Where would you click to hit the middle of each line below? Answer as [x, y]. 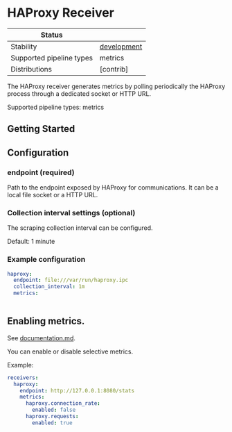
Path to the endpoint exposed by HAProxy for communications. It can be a [113, 188]
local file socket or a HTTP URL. [53, 195]
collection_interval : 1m [49, 287]
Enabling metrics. [46, 321]
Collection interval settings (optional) [71, 213]
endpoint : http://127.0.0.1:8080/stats [77, 390]
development [121, 47]
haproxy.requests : [52, 417]
